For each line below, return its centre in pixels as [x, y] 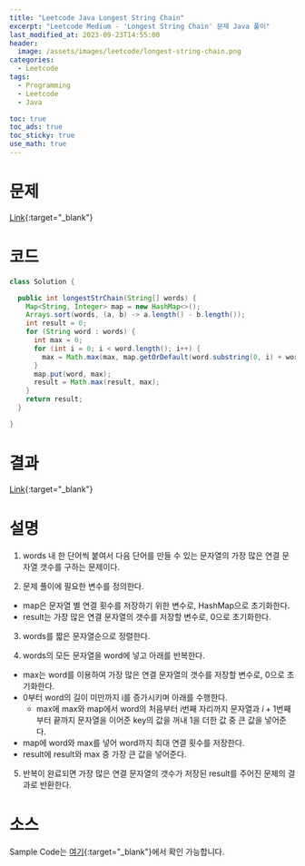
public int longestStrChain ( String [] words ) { [107, 298]
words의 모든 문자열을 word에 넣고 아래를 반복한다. [114, 655]
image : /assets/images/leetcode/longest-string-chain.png [130, 52]
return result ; [54, 399]
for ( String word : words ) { [81, 332]
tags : [20, 77]
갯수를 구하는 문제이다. [80, 566]
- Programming [44, 85]
